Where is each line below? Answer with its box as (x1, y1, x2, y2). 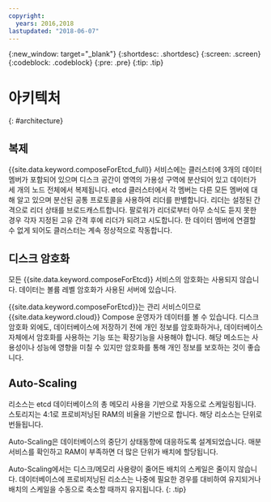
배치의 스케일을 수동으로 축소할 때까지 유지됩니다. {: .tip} (8, 484, 187, 494)
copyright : (8, 11, 45, 20)
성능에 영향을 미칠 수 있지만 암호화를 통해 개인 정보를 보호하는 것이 (36, 342, 246, 352)
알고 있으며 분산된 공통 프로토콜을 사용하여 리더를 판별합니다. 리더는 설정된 (16, 195, 252, 205)
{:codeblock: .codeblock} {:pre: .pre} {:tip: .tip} (8, 58, 164, 67)
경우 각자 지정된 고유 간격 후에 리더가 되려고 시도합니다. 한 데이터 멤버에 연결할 (8, 216, 256, 225)
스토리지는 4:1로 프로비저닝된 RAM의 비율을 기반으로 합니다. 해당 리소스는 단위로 (8, 409, 263, 418)
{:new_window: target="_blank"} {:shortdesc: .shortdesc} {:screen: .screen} (8, 49, 261, 59)
